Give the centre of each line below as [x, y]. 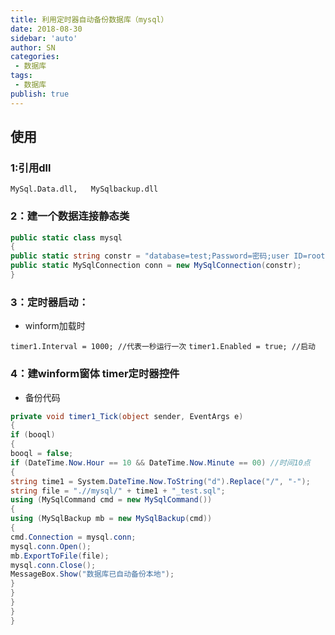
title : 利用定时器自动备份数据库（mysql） [89, 19]
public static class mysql [66, 237]
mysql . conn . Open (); [51, 546]
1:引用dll [31, 168]
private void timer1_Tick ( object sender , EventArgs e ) [127, 416]
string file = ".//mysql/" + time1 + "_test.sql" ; [118, 491]
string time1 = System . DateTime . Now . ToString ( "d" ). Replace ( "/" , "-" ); [160, 481]
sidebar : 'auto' [44, 38]
